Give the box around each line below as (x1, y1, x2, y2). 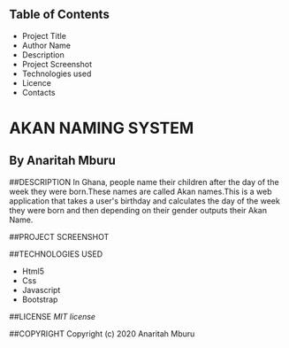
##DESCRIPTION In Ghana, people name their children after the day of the (9, 176, 280, 187)
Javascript (21, 284, 61, 295)
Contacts (21, 87, 56, 97)
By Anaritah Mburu (9, 153, 117, 168)
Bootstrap (21, 294, 58, 305)
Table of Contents (9, 7, 110, 22)
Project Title (21, 30, 66, 41)
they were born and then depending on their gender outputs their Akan (9, 205, 268, 215)
